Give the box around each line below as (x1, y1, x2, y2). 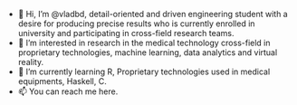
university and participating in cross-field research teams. (17, 28, 235, 38)
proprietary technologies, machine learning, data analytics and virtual (17, 47, 278, 58)
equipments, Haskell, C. (17, 76, 107, 86)
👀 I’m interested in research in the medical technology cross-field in (17, 37, 271, 48)
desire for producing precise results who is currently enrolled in (17, 18, 255, 29)
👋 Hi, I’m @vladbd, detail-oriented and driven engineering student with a (17, 9, 288, 19)
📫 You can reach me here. (17, 86, 119, 97)
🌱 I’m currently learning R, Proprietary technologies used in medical (17, 66, 271, 77)
